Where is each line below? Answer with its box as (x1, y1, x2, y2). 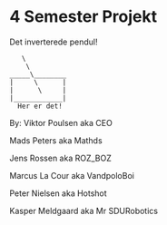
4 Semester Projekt (9, 6, 157, 27)
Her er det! (17, 102, 64, 111)
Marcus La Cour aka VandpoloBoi (9, 170, 134, 181)
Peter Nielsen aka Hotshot (9, 188, 107, 199)
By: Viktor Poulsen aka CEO (9, 117, 113, 128)
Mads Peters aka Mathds (9, 134, 103, 146)
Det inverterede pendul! (9, 36, 98, 47)
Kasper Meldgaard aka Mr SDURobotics (9, 205, 159, 216)
